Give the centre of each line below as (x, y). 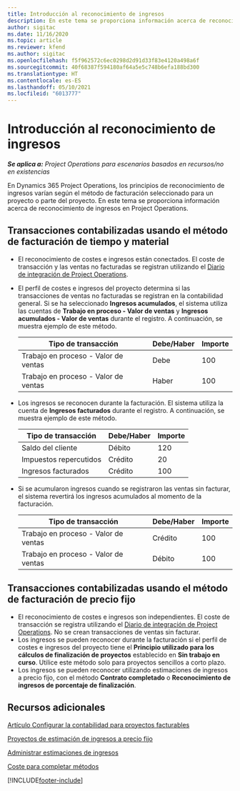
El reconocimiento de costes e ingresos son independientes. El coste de (124, 617)
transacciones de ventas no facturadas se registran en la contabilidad (120, 295)
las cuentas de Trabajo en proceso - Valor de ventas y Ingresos (113, 311)
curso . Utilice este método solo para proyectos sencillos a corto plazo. (122, 662)
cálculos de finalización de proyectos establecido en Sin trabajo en (119, 655)
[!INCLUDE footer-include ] (45, 780)
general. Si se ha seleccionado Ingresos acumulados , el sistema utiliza (122, 303)
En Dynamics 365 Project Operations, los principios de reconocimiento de (116, 186)
